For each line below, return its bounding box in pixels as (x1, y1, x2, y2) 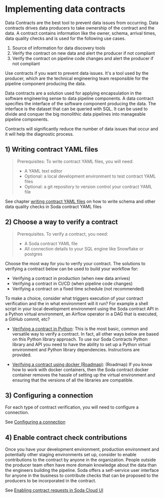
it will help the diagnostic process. (5, 131, 74, 137)
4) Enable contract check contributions (5, 433, 127, 441)
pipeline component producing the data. (5, 80, 86, 87)
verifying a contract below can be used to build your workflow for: (5, 266, 139, 272)
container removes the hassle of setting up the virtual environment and (12, 372, 156, 377)
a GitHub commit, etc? (5, 316, 50, 322)
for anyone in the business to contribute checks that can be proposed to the (5, 472, 159, 478)
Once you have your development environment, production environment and (5, 446, 160, 452)
